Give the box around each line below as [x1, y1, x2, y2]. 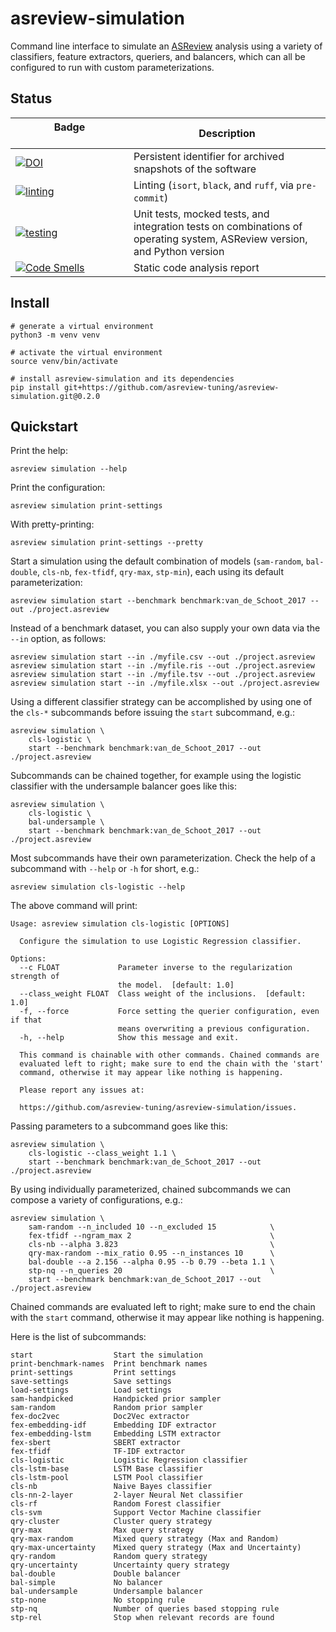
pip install [10, 382, 60, 392]
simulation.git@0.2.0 [10, 391, 101, 401]
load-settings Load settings [10, 1385, 172, 1396]
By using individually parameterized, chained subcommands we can [10, 1183, 292, 1196]
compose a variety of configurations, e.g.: [10, 1194, 183, 1206]
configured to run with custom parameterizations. [10, 61, 215, 73]
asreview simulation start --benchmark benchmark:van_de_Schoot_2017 [10, 596, 307, 606]
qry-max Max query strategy [10, 1525, 195, 1536]
